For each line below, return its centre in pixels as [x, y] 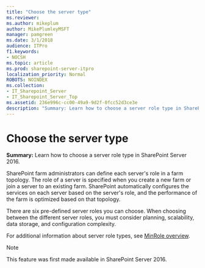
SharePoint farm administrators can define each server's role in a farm [95, 174]
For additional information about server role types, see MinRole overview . [98, 236]
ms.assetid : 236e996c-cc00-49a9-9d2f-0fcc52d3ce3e [72, 102]
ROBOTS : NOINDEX [27, 80]
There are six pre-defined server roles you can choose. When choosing [96, 211]
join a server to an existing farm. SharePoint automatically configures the [98, 186]
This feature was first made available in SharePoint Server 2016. [87, 259]
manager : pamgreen [30, 35]
